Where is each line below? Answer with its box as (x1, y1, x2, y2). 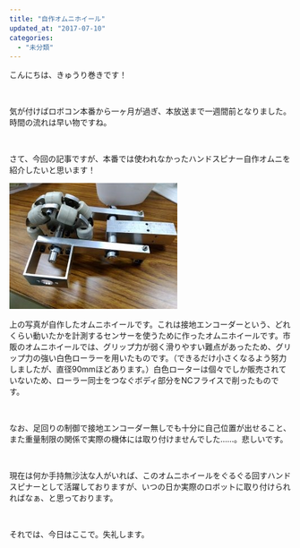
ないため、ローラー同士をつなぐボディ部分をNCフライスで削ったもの (16, 375, 271, 386)
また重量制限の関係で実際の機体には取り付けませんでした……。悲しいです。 (9, 434, 288, 445)
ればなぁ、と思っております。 (9, 492, 118, 503)
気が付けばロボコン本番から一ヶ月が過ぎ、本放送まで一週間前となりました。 (9, 106, 291, 116)
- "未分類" (17, 43, 54, 52)
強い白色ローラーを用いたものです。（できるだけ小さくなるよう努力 (39, 353, 287, 364)
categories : (9, 33, 54, 42)
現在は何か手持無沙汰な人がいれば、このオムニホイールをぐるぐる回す (9, 470, 269, 481)
